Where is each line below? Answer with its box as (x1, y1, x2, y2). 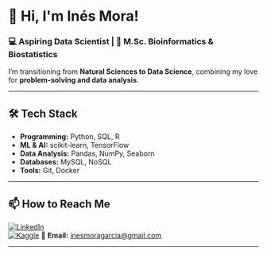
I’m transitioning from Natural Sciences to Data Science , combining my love (8, 67, 258, 76)
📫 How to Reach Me (8, 197, 110, 211)
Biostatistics (8, 49, 58, 60)
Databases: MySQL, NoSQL (19, 157, 112, 167)
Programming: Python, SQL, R (19, 132, 120, 141)
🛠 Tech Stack (8, 106, 78, 120)
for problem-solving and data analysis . (8, 75, 139, 85)
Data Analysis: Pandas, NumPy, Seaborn (19, 149, 155, 158)
